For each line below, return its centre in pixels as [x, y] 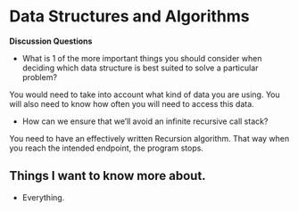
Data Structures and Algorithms [129, 16]
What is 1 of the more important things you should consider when [142, 58]
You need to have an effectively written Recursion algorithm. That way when [149, 138]
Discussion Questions [51, 41]
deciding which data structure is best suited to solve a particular [140, 68]
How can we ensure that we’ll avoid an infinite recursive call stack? [145, 121]
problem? [40, 77]
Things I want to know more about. [108, 176]
